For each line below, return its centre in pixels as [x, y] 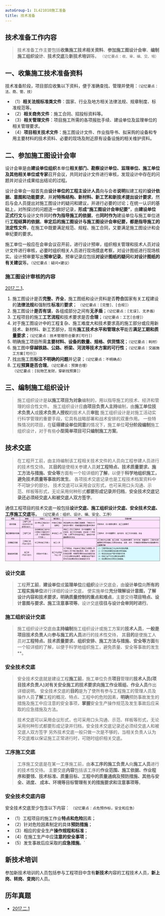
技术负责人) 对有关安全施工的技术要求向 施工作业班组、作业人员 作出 [89, 685]
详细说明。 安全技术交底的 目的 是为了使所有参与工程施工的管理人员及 [86, 691]
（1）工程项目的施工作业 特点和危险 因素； [54, 818]
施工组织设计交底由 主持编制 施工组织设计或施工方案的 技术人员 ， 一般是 [88, 629]
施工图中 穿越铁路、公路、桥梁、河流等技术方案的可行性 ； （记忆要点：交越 [84, 348]
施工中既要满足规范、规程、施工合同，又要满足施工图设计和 [95, 227]
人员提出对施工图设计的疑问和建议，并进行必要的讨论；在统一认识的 [87, 203]
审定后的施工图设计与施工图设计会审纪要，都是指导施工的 [102, 222]
